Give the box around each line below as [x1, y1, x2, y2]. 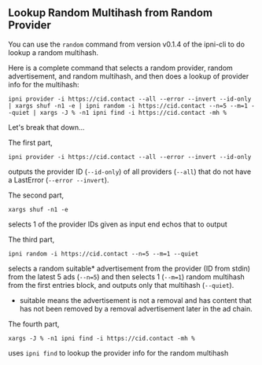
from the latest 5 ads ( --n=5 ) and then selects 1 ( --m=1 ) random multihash [8, 271, 245, 282]
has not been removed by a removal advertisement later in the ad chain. [19, 304, 253, 313]
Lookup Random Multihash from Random [8, 6, 213, 20]
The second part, [8, 190, 65, 200]
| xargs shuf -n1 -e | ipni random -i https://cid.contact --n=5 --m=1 [8, 101, 248, 109]
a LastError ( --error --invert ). [8, 175, 109, 184]
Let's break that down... [8, 122, 85, 132]
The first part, [8, 138, 53, 147]
